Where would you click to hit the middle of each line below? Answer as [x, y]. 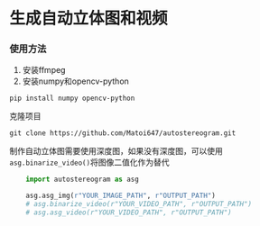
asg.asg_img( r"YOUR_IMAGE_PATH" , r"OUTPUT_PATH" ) [121, 196]
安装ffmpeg [44, 70]
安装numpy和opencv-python [75, 81]
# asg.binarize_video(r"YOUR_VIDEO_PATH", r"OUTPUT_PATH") [139, 204]
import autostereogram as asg [83, 180]
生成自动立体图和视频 [89, 18]
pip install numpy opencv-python [72, 99]
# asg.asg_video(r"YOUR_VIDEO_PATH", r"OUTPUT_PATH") [129, 212]
